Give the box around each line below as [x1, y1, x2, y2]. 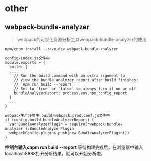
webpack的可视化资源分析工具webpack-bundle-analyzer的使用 [17, 37, 147, 42]
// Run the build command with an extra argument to [14, 73, 125, 78]
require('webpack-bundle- [69, 122, 123, 127]
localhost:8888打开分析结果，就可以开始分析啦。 [5, 151, 105, 156]
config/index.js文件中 [5, 56, 50, 61]
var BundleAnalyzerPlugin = [9, 122, 68, 127]
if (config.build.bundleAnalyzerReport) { [5, 117, 94, 122]
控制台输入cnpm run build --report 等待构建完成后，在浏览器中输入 [5, 144, 143, 150]
